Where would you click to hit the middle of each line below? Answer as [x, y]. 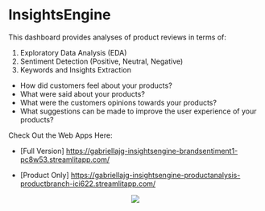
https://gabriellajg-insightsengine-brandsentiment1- [152, 151]
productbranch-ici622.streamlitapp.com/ [88, 184]
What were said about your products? [82, 93]
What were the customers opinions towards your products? [118, 102]
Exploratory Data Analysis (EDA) [73, 52]
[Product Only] [45, 175]
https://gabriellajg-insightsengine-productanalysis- [156, 175]
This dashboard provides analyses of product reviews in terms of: [118, 37]
